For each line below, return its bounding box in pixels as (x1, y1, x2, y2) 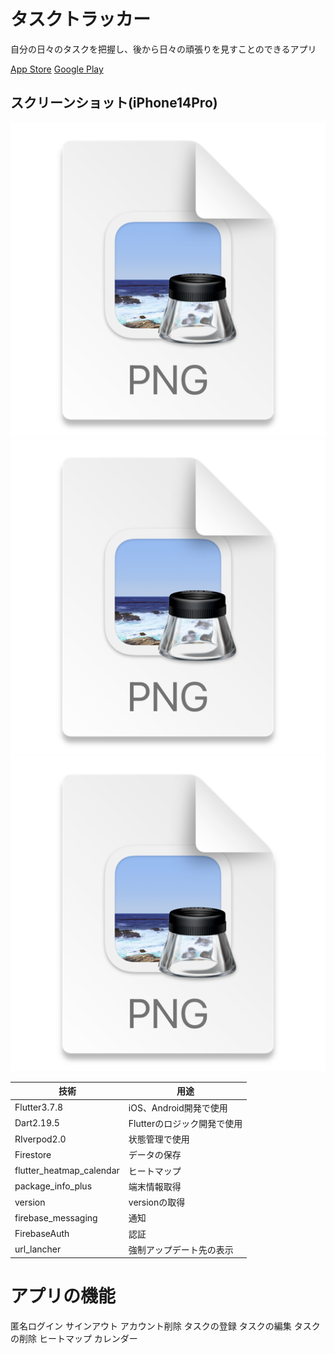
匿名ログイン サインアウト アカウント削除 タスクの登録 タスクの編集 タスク (10, 1320, 321, 1332)
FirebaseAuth (14, 1228, 70, 1239)
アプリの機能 (10, 1285, 117, 1308)
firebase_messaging (14, 1211, 98, 1224)
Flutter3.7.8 (14, 1101, 64, 1113)
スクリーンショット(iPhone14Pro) (10, 95, 218, 112)
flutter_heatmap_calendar (14, 1165, 120, 1176)
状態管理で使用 (128, 1133, 190, 1145)
